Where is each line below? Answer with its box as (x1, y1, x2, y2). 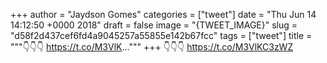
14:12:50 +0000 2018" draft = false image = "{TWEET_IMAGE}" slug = (10, 19, 298, 31)
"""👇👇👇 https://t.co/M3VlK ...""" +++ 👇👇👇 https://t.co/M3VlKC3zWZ (10, 41, 294, 53)
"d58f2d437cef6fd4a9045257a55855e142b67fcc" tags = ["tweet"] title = (10, 30, 313, 41)
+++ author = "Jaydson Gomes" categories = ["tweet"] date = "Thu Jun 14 (10, 9, 317, 20)
